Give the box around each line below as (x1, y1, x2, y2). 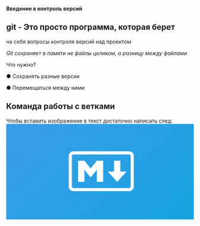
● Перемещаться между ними (6, 84, 85, 91)
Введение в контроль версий (6, 5, 83, 12)
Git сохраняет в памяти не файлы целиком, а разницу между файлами (6, 49, 187, 56)
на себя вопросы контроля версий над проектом (6, 38, 132, 45)
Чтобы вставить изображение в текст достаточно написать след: (6, 117, 173, 124)
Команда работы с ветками (6, 101, 115, 112)
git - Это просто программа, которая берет (6, 22, 176, 32)
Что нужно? (6, 61, 36, 68)
